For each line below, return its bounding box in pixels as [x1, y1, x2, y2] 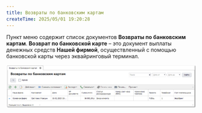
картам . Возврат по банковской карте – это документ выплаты [6, 40, 172, 47]
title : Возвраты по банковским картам [6, 10, 104, 16]
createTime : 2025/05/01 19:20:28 [6, 16, 90, 22]
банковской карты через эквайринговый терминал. [6, 52, 140, 60]
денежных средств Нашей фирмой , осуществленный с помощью [6, 46, 177, 53]
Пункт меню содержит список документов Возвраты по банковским [6, 33, 186, 40]
